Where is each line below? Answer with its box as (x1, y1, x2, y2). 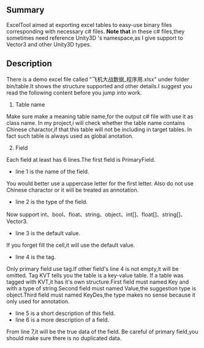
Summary (6, 5, 45, 15)
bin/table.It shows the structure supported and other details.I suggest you (6, 82, 192, 89)
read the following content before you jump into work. (6, 89, 142, 96)
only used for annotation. (6, 297, 70, 305)
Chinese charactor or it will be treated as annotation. (6, 186, 139, 194)
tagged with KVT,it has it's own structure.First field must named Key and (6, 278, 189, 286)
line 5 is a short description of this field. (15, 309, 115, 317)
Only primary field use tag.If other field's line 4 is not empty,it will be (6, 265, 179, 272)
